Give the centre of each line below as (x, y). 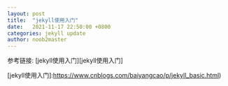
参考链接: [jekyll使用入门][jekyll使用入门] (65, 61)
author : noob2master (37, 40)
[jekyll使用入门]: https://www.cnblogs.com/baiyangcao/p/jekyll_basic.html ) (114, 76)
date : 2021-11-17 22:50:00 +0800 (59, 27)
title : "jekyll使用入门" (43, 20)
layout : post (26, 14)
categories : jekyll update (47, 33)
